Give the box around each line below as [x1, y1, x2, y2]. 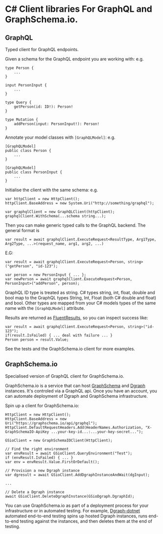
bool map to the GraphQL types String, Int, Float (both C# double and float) [5, 295, 157, 300]
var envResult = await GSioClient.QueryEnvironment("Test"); [5, 451, 133, 456]
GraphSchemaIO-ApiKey [5, 429, 49, 434]
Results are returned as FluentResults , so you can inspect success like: [5, 315, 148, 321]
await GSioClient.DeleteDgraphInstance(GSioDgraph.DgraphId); [5, 494, 135, 499]
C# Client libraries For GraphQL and [5, 3, 153, 15]
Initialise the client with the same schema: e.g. [5, 187, 98, 193]
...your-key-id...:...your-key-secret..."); [51, 429, 143, 434]
